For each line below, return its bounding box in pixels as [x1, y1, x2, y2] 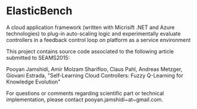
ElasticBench [6, 4, 73, 18]
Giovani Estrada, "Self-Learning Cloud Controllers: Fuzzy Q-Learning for [6, 72, 183, 79]
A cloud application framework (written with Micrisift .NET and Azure [6, 24, 175, 31]
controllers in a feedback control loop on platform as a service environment [6, 36, 191, 43]
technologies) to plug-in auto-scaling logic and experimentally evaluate [6, 30, 181, 37]
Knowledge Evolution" [6, 78, 61, 85]
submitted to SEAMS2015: [6, 54, 70, 61]
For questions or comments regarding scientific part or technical [6, 89, 164, 97]
